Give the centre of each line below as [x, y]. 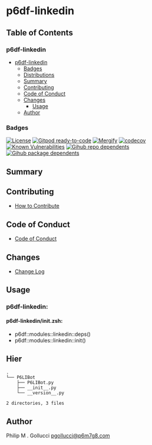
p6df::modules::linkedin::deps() [53, 334]
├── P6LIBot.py [35, 383]
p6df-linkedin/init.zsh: [34, 320]
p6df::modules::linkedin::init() [50, 340]
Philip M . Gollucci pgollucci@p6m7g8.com [58, 436]
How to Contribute [37, 206]
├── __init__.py [37, 388]
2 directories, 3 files [35, 403]
